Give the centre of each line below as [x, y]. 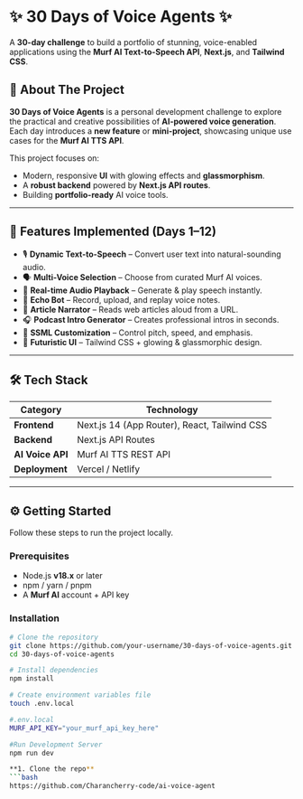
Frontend [34, 425]
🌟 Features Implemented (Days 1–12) [113, 232]
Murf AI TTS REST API [124, 455]
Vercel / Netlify [108, 469]
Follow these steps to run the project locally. [92, 533]
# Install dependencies [54, 671]
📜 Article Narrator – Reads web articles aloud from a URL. [130, 309]
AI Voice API [41, 455]
